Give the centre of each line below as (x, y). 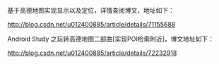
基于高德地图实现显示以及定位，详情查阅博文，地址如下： (91, 10)
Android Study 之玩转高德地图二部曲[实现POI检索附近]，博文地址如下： (111, 39)
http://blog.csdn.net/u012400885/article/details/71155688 (91, 24)
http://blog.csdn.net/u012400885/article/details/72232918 (92, 53)
